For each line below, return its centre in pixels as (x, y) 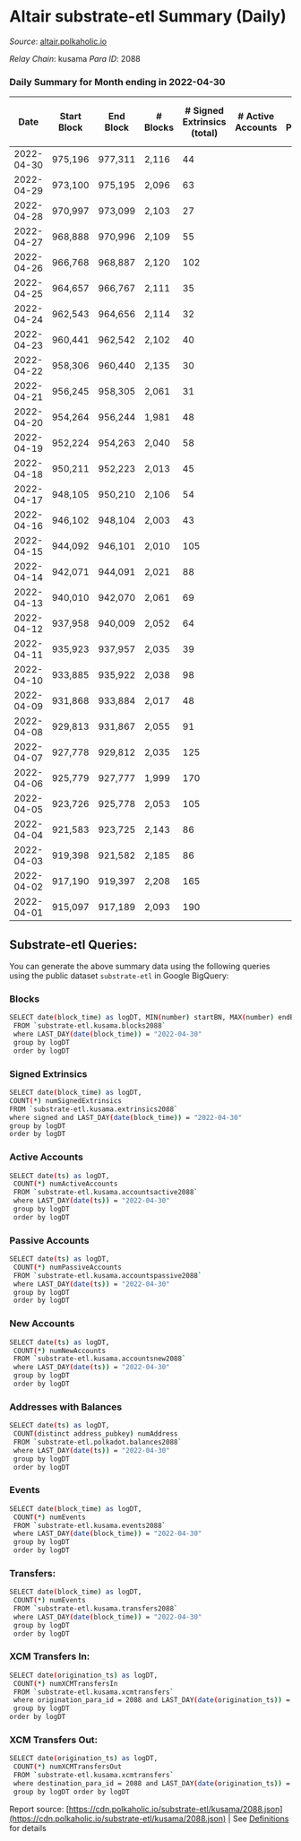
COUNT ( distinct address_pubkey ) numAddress (95, 1434)
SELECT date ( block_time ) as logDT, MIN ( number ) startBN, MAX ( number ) (142, 1018)
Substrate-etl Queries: (73, 945)
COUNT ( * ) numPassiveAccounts (68, 1267)
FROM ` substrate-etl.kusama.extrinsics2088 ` (94, 1109)
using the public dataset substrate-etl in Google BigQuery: (119, 976)
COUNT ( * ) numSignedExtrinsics (66, 1100)
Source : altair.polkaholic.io (58, 41)
